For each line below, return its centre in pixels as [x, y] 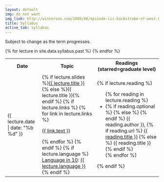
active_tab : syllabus [27, 28]
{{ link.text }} [56, 131]
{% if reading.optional [130, 106]
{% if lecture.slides [63, 77]
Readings [127, 63]
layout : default [21, 10]
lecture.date [21, 121]
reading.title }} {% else [131, 137]
